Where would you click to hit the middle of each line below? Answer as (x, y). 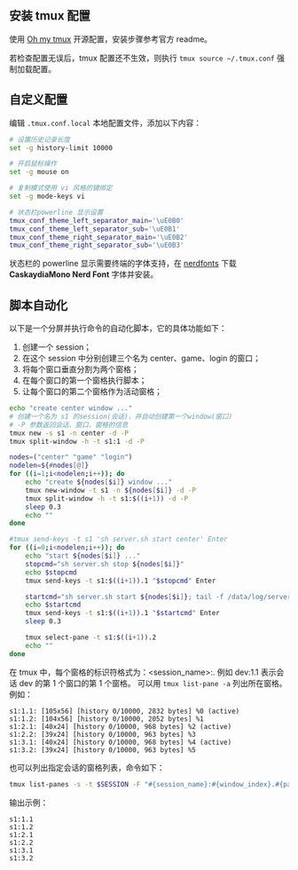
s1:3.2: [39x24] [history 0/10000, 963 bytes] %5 (103, 750)
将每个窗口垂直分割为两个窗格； (80, 369)
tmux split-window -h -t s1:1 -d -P (77, 441)
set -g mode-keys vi (47, 196)
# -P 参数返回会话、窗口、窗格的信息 (69, 424)
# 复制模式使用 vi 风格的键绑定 (61, 188)
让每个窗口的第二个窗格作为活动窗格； (92, 391)
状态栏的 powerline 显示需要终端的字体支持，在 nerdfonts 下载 (123, 264)
